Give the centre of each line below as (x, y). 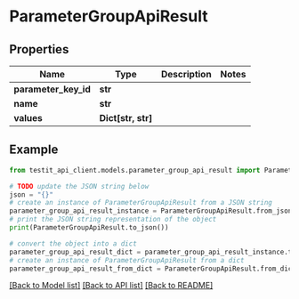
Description (186, 74)
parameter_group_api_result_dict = (75, 252)
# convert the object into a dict (73, 243)
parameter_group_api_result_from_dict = (85, 269)
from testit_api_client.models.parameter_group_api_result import (135, 170)
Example (34, 150)
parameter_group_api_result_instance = (83, 211)
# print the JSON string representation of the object (113, 220)
